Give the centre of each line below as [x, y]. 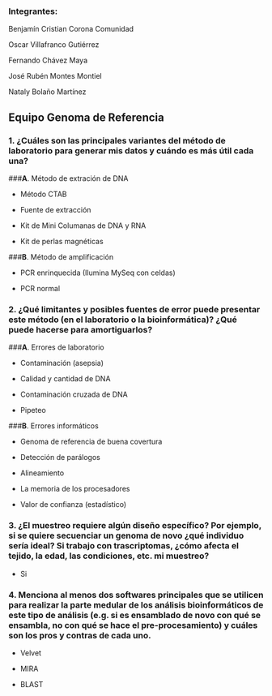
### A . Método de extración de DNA [68, 178]
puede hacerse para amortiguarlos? [81, 329]
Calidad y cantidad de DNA [65, 379]
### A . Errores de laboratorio [56, 347]
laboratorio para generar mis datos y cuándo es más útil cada [131, 150]
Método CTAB [43, 194]
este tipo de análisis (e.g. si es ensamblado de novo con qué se [135, 615]
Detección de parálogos [60, 458]
